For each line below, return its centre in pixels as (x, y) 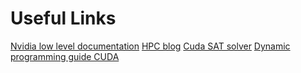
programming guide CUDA (65, 56)
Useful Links (63, 18)
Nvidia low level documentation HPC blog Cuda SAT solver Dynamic (150, 46)
